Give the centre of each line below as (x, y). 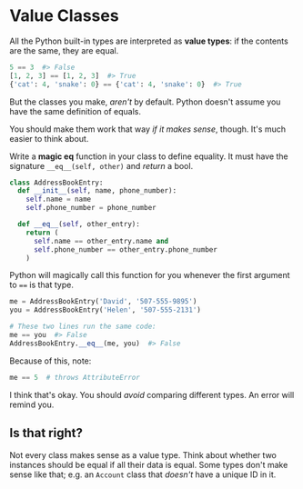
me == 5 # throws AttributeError (75, 377)
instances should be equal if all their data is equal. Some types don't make (149, 464)
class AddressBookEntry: (56, 183)
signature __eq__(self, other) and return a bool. (101, 165)
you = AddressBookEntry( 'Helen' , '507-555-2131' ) (106, 310)
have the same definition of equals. (75, 111)
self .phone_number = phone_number (91, 208)
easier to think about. (49, 138)
